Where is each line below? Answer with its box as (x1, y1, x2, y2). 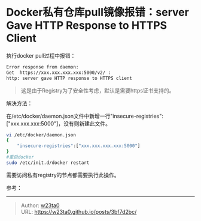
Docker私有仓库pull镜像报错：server (6, 5, 190, 19)
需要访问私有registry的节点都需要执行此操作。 (6, 171, 120, 178)
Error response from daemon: (6, 64, 79, 70)
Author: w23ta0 (20, 202, 60, 209)
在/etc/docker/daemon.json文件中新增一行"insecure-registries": (6, 112, 163, 120)
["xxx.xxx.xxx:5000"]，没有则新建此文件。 (6, 120, 111, 127)
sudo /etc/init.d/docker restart (6, 160, 90, 166)
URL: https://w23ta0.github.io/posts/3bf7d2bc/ (20, 208, 137, 215)
